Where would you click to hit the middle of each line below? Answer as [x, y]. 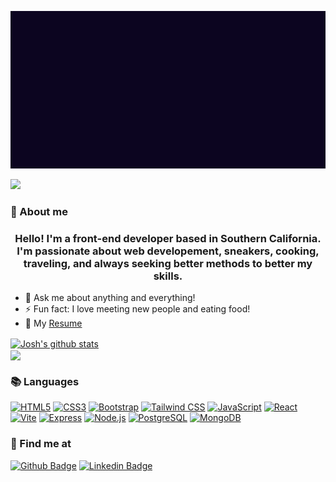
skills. [168, 276]
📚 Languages [45, 381]
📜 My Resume [53, 323]
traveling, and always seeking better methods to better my [168, 263]
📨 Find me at [41, 444]
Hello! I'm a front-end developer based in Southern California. [168, 238]
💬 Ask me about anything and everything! [110, 298]
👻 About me [39, 211]
